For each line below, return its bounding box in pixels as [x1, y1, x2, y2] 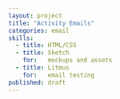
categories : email [8, 26, 70, 34]
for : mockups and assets [22, 57, 113, 65]
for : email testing [22, 71, 94, 79]
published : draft [8, 78, 66, 86]
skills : [8, 34, 34, 42]
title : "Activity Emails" [8, 19, 94, 27]
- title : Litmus [15, 64, 70, 72]
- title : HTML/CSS [15, 42, 78, 49]
